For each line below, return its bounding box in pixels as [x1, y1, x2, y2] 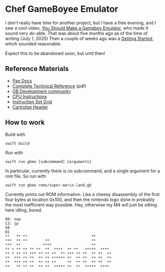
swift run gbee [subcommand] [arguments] [5, 159, 92, 164]
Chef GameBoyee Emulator [5, 3, 119, 15]
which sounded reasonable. [5, 40, 62, 46]
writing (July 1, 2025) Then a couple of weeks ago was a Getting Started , [5, 36, 154, 41]
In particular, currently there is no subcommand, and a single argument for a [5, 168, 161, 174]
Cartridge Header [12, 104, 48, 110]
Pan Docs [12, 78, 32, 83]
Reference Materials [5, 65, 69, 73]
